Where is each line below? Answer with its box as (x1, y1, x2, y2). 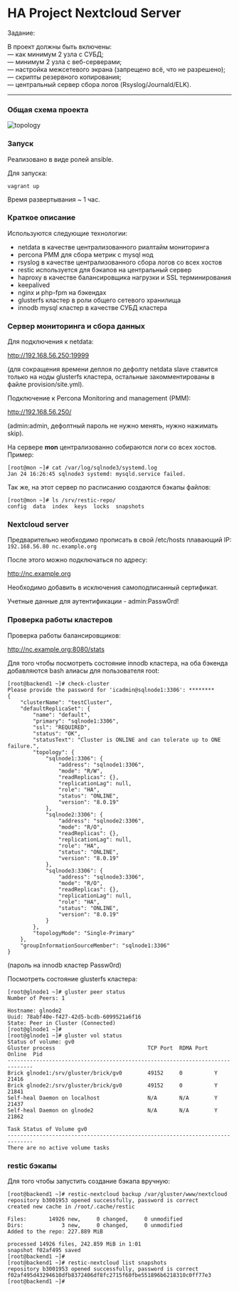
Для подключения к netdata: (7, 337, 94, 346)
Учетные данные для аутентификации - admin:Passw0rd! (7, 597, 179, 606)
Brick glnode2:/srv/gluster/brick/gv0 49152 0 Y (7, 1082, 218, 1089)
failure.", (7, 743, 40, 750)
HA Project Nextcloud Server (7, 5, 181, 21)
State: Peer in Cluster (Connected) (7, 1019, 116, 1027)
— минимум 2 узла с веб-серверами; (7, 57, 122, 66)
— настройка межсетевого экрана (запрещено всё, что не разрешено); (7, 65, 226, 73)
